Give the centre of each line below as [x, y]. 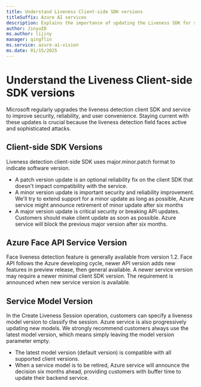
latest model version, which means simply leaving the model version [90, 334]
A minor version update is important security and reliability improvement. [104, 192]
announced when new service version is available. [68, 282]
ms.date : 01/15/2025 [32, 51]
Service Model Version [49, 301]
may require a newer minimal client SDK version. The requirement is [90, 276]
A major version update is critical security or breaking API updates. [97, 211]
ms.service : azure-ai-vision [42, 45]
